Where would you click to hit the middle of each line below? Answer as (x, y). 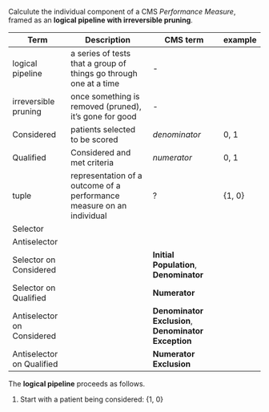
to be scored (94, 139)
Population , (175, 265)
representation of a (106, 176)
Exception (172, 341)
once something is (105, 97)
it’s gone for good (104, 117)
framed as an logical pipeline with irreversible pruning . (101, 20)
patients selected (103, 129)
